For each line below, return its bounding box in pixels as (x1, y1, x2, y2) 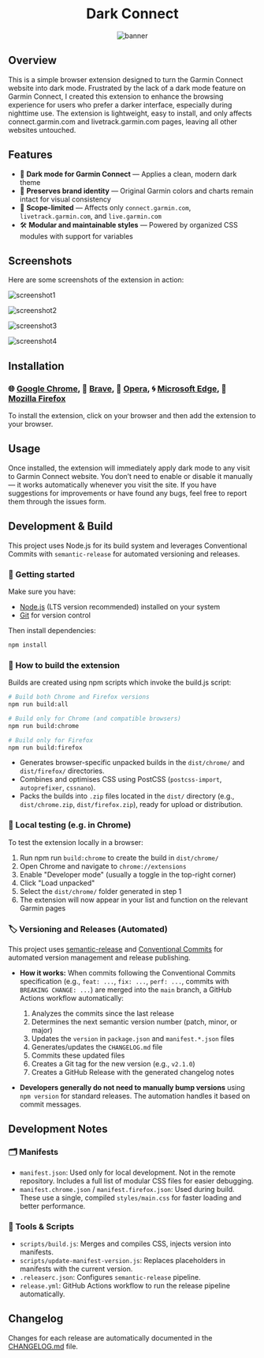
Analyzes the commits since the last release (31, 1009, 175, 1018)
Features (8, 148, 53, 162)
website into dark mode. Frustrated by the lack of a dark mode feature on (8, 83, 246, 92)
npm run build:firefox (8, 744, 83, 752)
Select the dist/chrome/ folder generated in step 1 (19, 886, 182, 896)
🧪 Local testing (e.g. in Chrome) (8, 820, 132, 831)
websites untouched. (8, 125, 76, 134)
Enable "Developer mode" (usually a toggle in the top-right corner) (19, 869, 236, 879)
